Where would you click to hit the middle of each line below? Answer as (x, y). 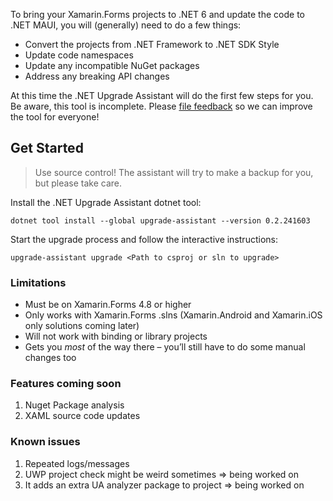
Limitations (38, 282)
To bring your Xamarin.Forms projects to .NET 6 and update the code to (157, 14)
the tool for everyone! (55, 117)
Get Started (47, 148)
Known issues (45, 442)
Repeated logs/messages (77, 463)
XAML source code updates (82, 416)
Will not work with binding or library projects (116, 336)
